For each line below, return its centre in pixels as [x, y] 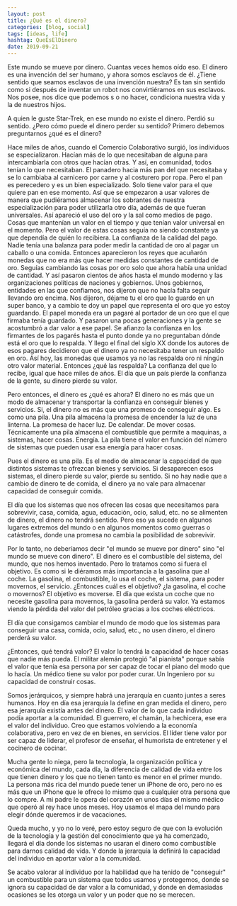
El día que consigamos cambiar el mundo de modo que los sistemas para [114, 622]
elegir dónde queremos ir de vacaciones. [67, 815]
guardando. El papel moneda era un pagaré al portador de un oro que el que [118, 313]
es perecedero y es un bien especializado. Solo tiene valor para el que [110, 185]
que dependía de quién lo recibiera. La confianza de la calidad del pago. [112, 237]
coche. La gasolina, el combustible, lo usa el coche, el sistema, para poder [116, 579]
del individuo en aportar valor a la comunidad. [74, 858]
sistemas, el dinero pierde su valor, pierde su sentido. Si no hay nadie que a [117, 476]
